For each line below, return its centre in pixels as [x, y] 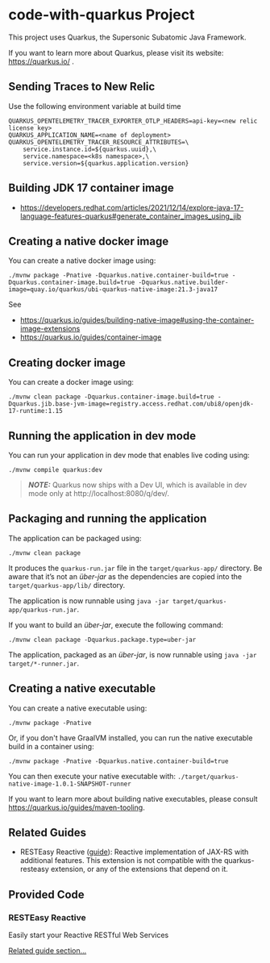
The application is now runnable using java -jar [89, 600]
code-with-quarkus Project [102, 15]
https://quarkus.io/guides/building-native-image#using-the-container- [137, 320]
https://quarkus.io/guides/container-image [91, 337]
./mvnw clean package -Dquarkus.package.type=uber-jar [102, 640]
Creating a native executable [82, 688]
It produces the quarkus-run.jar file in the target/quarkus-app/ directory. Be [135, 568]
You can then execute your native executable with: [92, 776]
